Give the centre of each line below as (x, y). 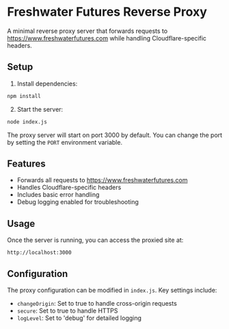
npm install (24, 96)
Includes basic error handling (58, 195)
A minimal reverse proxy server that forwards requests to (87, 31)
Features (26, 163)
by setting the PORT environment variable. (65, 142)
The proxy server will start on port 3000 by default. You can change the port (115, 135)
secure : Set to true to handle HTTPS (67, 310)
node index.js (27, 122)
